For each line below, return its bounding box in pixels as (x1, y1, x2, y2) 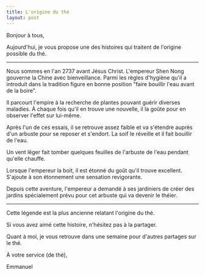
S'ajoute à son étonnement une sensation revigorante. (6, 173, 142, 180)
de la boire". (6, 87, 37, 94)
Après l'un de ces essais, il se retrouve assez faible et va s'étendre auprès (6, 123, 193, 131)
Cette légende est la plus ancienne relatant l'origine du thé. (6, 209, 155, 216)
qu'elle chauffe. (6, 155, 46, 162)
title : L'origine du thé (6, 9, 70, 15)
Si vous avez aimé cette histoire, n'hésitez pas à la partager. (6, 221, 157, 228)
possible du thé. (6, 50, 47, 57)
